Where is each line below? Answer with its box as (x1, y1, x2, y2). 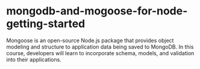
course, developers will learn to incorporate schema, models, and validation (6, 49, 195, 56)
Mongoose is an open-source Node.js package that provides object (6, 37, 174, 44)
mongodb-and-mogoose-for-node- (6, 4, 188, 18)
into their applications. (6, 56, 61, 63)
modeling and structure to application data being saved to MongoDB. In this (6, 43, 194, 50)
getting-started (6, 17, 86, 31)
